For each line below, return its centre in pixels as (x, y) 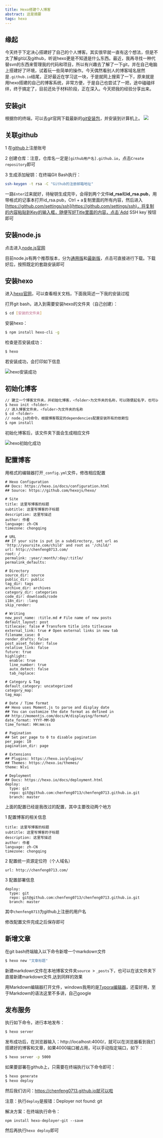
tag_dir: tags (19, 584)
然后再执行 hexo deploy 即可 (32, 1130)
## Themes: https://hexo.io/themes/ (42, 763)
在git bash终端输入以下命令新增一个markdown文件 (56, 951)
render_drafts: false (27, 639)
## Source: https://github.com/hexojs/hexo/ (51, 491)
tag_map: (14, 695)
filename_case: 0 (23, 635)
